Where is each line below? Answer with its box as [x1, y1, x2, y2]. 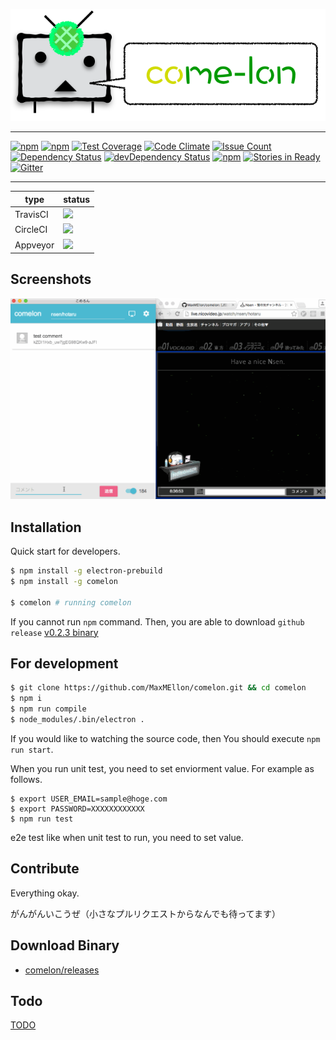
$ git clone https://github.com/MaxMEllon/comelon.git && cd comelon [10, 683, 307, 693]
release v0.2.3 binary [10, 626, 99, 638]
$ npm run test [10, 814, 74, 824]
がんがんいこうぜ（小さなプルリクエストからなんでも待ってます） [10, 907, 281, 919]
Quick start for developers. [10, 545, 121, 558]
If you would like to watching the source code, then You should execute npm [10, 732, 321, 744]
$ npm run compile [10, 704, 87, 714]
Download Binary [10, 937, 120, 954]
